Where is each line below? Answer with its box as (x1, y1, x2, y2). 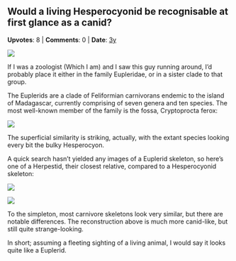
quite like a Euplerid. (7, 245, 67, 254)
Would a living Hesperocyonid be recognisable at (7, 6, 229, 18)
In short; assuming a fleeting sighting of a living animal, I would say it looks (7, 238, 226, 247)
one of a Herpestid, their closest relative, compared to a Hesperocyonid (7, 162, 217, 170)
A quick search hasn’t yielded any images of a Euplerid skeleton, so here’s (7, 154, 224, 163)
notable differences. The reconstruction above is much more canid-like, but (7, 217, 228, 226)
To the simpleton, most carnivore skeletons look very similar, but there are (7, 209, 223, 218)
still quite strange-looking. (7, 224, 84, 233)
